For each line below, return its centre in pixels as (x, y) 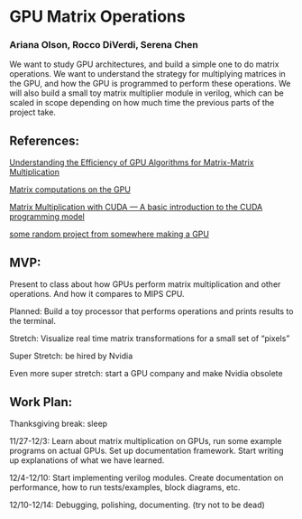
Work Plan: (41, 402)
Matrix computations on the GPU (70, 190)
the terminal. (33, 321)
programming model (47, 217)
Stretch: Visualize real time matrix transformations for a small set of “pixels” (150, 338)
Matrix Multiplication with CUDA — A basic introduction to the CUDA (136, 207)
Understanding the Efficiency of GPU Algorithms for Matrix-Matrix (132, 162)
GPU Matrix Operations (98, 17)
